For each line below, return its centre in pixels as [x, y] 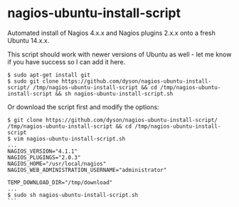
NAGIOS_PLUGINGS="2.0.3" [44, 157]
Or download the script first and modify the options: [83, 107]
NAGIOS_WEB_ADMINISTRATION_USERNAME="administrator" [87, 170]
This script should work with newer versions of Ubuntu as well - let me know [119, 54]
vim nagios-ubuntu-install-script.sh [70, 138]
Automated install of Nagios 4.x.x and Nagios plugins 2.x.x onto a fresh [111, 33]
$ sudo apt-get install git [49, 75]
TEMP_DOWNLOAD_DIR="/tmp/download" [60, 182]
